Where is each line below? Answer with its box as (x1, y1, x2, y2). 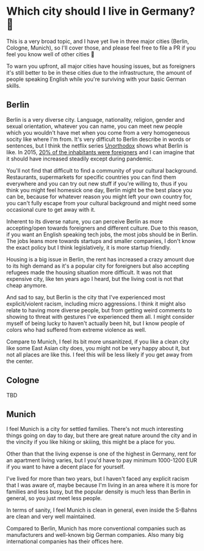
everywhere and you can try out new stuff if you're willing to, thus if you (6, 179, 188, 187)
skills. (6, 81, 21, 89)
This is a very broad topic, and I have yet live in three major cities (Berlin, (6, 37, 189, 45)
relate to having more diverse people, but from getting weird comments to (6, 306, 192, 313)
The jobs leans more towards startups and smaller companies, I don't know (6, 237, 195, 244)
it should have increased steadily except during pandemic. (6, 155, 154, 162)
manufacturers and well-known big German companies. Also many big (6, 531, 184, 539)
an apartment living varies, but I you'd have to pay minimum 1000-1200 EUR (6, 457, 197, 464)
